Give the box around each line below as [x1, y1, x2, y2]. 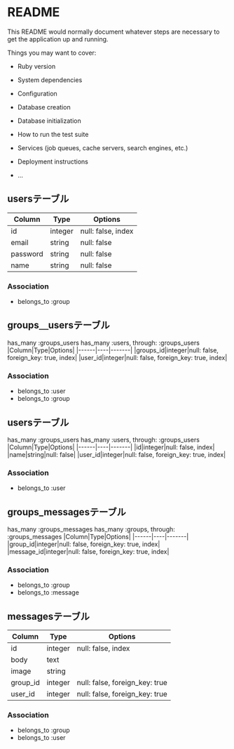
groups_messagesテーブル [7, 506, 126, 518]
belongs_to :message [17, 588, 79, 597]
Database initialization [17, 117, 82, 125]
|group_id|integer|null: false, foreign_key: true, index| [7, 540, 160, 548]
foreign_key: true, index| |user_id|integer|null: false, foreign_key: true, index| [7, 353, 228, 362]
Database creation [17, 102, 71, 111]
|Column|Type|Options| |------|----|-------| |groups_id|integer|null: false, [7, 345, 219, 354]
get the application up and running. [7, 34, 109, 43]
